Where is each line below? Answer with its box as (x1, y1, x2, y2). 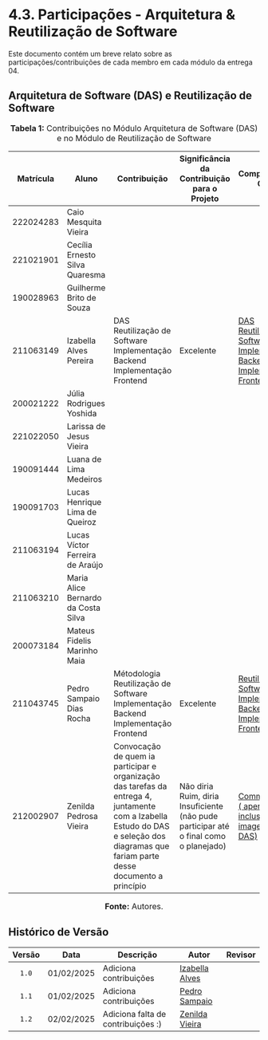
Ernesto (66, 249, 97, 260)
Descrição (117, 949, 158, 960)
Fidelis (66, 635, 92, 646)
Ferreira (66, 549, 97, 560)
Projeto (191, 193, 219, 204)
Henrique (66, 496, 102, 507)
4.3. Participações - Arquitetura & (8, 6, 236, 24)
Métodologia (112, 668, 161, 679)
